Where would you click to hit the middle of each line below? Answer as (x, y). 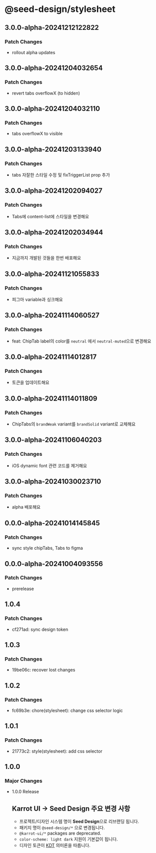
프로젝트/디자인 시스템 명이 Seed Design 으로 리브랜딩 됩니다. (79, 822)
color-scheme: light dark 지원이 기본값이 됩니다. (69, 839)
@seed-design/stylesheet (60, 9)
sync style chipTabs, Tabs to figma (47, 548)
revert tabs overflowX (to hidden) (46, 93)
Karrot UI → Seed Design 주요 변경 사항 (71, 809)
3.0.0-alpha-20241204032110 (52, 109)
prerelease (23, 589)
